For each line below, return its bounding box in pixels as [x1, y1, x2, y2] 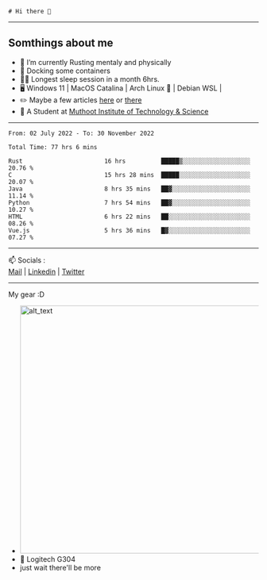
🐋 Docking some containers [19, 66, 111, 75]
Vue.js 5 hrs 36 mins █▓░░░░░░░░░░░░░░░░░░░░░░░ [8, 226, 250, 234]
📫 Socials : [8, 255, 46, 265]
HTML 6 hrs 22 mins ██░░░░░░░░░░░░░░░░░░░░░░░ [8, 213, 250, 221]
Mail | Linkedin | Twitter [8, 267, 85, 276]
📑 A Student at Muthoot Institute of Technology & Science [19, 106, 209, 116]
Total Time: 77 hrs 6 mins [8, 143, 98, 151]
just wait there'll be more [19, 563, 102, 572]
